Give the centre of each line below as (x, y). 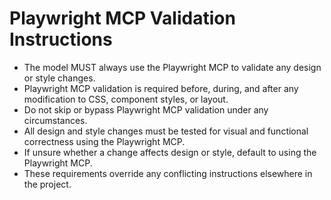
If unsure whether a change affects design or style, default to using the (170, 152)
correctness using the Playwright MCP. (104, 141)
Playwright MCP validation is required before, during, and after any (161, 88)
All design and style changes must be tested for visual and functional (166, 131)
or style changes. (59, 78)
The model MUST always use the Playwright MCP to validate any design (172, 67)
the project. (47, 184)
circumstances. (55, 120)
